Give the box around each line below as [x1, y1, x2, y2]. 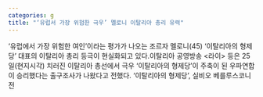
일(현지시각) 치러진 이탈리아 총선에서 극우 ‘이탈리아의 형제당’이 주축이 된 [8, 60, 229, 70]
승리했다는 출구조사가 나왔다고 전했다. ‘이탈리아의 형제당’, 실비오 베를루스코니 [16, 70, 252, 80]
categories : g [8, 11, 55, 20]
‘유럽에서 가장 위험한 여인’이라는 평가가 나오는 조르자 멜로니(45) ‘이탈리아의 [8, 41, 239, 51]
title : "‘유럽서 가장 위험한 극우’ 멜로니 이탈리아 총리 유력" [8, 19, 184, 27]
